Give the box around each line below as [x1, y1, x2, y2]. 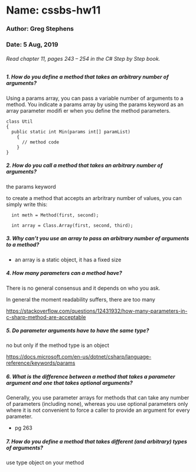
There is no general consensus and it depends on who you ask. [6, 284, 161, 291]
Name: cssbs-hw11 [6, 4, 101, 17]
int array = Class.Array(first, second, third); [11, 222, 133, 228]
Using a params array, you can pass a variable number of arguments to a [6, 94, 184, 101]
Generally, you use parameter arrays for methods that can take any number [6, 394, 190, 401]
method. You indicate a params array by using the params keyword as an [6, 101, 184, 108]
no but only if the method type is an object [6, 342, 109, 349]
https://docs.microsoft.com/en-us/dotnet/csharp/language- [6, 353, 152, 360]
